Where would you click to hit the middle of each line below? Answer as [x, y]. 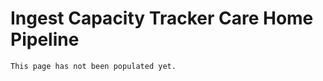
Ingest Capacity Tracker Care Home [162, 18]
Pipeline [45, 39]
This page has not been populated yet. [93, 66]
